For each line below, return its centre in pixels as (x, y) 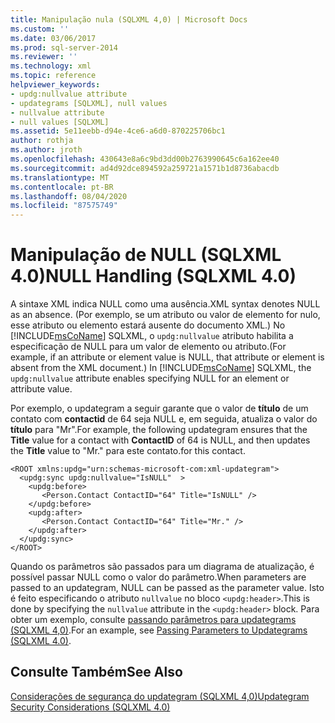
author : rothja (42, 141)
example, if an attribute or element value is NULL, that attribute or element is (167, 357)
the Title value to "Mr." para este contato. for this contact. (128, 451)
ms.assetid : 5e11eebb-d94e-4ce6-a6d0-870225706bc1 (118, 131)
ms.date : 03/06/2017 (53, 38)
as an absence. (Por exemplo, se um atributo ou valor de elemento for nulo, (165, 315)
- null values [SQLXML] (60, 122)
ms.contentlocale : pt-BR (62, 187)
